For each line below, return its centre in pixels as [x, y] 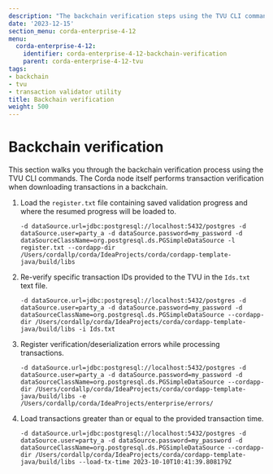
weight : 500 [28, 107]
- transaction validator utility [65, 92]
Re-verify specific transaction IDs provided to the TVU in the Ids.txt [135, 277]
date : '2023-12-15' [41, 24]
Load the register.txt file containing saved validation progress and [134, 203]
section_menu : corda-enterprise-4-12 [72, 31]
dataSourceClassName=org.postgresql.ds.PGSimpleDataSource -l [128, 241]
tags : [17, 69]
